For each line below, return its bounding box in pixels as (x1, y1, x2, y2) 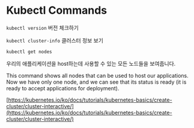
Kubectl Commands (6, 4, 107, 17)
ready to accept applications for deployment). (6, 84, 120, 92)
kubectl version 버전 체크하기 (6, 24, 79, 31)
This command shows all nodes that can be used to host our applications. (6, 72, 189, 79)
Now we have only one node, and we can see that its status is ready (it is (6, 78, 187, 86)
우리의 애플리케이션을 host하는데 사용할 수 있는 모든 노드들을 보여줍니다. (6, 60, 176, 67)
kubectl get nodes (6, 48, 52, 54)
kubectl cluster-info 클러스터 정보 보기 (6, 36, 104, 44)
